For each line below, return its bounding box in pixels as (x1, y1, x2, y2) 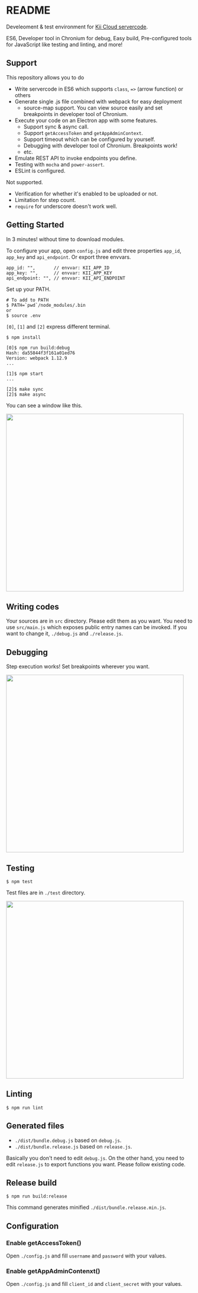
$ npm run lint (6, 1105, 44, 1111)
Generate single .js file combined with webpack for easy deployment (14, 98, 182, 105)
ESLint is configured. (14, 167, 66, 174)
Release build (6, 1178, 57, 1188)
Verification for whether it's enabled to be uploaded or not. (14, 190, 158, 197)
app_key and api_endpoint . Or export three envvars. (6, 253, 131, 261)
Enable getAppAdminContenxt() (6, 1267, 100, 1275)
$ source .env (6, 312, 41, 319)
